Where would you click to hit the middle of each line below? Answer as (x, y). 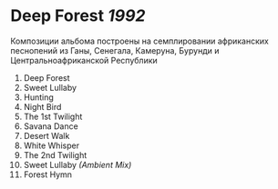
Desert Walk (46, 135)
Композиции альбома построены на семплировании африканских (140, 41)
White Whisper (51, 145)
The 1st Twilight (53, 116)
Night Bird (42, 106)
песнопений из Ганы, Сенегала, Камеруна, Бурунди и (115, 50)
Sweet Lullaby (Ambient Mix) (77, 164)
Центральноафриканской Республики (84, 60)
